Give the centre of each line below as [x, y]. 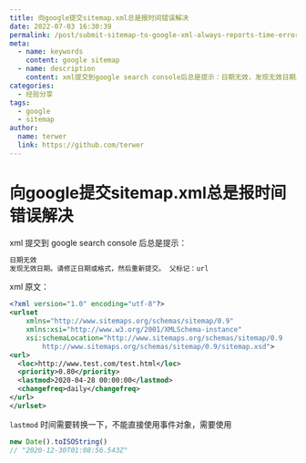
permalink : [30, 35]
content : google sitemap [73, 60]
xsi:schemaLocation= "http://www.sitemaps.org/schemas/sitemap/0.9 [154, 338]
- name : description [56, 69]
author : [24, 129]
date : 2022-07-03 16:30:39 [61, 26]
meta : [20, 43]
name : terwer [42, 137]
